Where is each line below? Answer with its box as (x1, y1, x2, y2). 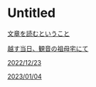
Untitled (7, 5, 56, 21)
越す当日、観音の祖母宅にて (7, 44, 89, 52)
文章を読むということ (7, 29, 70, 37)
